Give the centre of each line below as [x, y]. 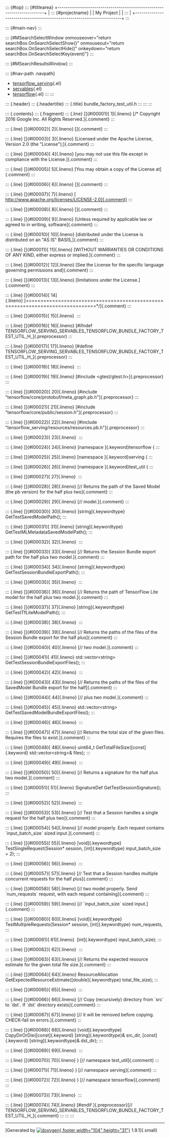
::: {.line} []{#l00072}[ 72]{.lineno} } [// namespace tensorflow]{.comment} [83, 1080]
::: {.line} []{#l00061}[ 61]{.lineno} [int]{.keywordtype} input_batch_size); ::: [83, 940]
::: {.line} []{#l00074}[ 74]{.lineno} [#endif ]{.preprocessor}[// [69, 1105]
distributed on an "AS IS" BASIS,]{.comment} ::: [54, 240]
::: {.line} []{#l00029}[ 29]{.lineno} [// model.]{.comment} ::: [67, 502]
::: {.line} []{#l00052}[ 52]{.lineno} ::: [44, 803]
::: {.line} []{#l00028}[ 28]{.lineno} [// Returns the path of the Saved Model [83, 486]
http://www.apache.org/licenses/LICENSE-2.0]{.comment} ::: [69, 199]
